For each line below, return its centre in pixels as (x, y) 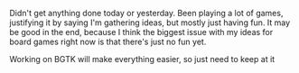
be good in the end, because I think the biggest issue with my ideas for (141, 32)
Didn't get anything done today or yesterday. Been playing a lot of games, (146, 13)
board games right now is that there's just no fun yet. (108, 41)
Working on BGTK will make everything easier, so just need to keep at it (142, 59)
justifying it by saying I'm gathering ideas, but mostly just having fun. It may (150, 23)
